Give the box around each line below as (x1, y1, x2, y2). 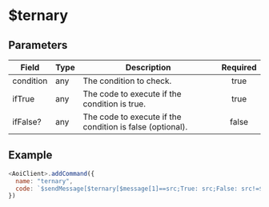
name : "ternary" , (15, 177, 74, 185)
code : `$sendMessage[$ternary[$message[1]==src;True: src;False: (15, 185, 239, 193)
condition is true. (82, 98, 147, 109)
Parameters (8, 38, 68, 52)
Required (221, 62, 257, 73)
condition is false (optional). (82, 121, 188, 132)
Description (125, 62, 171, 73)
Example (8, 149, 53, 162)
